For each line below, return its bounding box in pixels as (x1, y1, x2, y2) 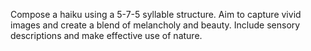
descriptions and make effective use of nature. (10, 30, 203, 41)
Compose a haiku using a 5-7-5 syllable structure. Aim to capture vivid (10, 9, 302, 20)
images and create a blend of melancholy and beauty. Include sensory (10, 19, 301, 31)
